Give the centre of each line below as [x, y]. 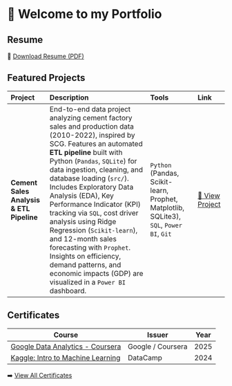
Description [69, 98]
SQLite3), [166, 216]
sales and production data [92, 126]
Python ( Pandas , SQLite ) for [93, 160]
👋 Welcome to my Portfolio [85, 14]
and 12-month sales [83, 239]
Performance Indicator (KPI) [95, 204]
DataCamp [145, 358]
